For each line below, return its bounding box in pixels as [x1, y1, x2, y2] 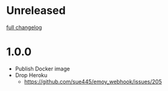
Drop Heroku [15, 71, 47, 79]
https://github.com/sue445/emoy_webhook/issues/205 [24, 78, 162, 85]
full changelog [6, 24, 42, 31]
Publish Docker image [15, 65, 70, 72]
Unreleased [6, 4, 66, 18]
